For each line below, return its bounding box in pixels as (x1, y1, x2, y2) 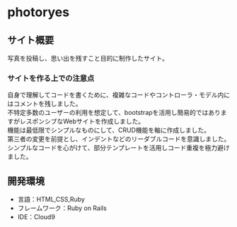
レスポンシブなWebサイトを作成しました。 (19, 117, 145, 125)
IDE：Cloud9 (17, 213, 55, 221)
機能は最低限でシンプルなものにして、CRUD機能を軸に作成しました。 (7, 126, 211, 135)
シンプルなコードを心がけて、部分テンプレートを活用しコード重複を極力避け (7, 144, 230, 152)
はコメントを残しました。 (7, 99, 82, 108)
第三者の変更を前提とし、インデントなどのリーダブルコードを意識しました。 (7, 135, 231, 143)
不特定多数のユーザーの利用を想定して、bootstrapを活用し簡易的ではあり (7, 109, 221, 117)
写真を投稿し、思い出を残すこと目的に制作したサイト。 (7, 54, 168, 62)
